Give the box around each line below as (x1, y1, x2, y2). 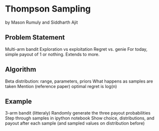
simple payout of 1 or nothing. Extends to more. (5, 51, 100, 57)
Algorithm (5, 65, 36, 73)
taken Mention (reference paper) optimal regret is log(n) (5, 83, 117, 89)
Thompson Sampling (5, 3, 91, 15)
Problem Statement (5, 33, 65, 42)
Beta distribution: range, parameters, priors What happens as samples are (5, 78, 153, 84)
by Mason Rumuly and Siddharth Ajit (5, 19, 78, 25)
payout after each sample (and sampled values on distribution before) (5, 120, 145, 126)
